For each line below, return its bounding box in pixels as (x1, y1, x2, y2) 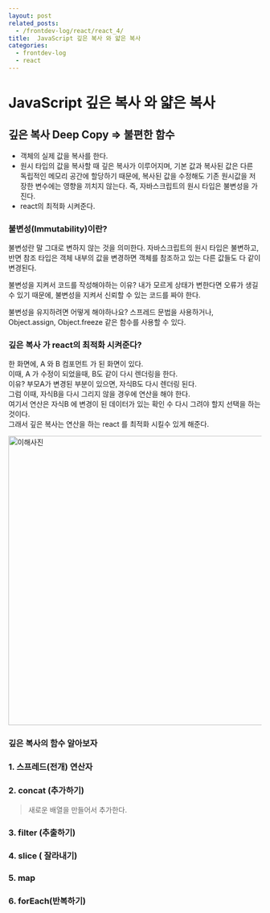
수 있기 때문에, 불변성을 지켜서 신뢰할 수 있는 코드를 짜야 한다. (8, 290, 201, 300)
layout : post (8, 11, 52, 20)
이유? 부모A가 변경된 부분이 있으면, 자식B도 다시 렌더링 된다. (8, 379, 197, 389)
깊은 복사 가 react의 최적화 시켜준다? (8, 339, 142, 350)
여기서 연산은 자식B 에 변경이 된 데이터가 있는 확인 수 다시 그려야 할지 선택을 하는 (8, 399, 261, 409)
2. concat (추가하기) (8, 785, 84, 796)
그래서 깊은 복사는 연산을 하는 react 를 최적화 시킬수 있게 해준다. (8, 420, 210, 429)
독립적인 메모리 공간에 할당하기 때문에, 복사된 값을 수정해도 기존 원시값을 (19, 170, 247, 181)
